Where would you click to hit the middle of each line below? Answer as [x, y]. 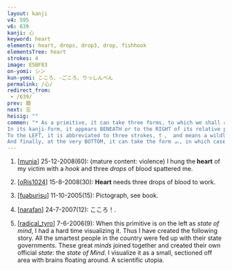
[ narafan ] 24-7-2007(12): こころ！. [67, 210]
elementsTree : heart [37, 52]
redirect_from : [29, 90]
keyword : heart [29, 39]
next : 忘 [19, 110]
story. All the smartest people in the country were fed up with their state [119, 238]
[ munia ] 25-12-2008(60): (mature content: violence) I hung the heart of [119, 161]
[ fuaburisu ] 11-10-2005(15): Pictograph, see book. [88, 195]
